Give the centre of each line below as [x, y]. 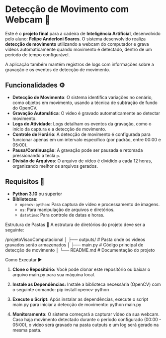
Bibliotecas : [25, 199]
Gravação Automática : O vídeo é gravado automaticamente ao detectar [86, 113]
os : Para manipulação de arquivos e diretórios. [67, 210]
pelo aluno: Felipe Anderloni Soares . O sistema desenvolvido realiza [75, 39]
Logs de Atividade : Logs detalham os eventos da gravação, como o [82, 123]
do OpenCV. [25, 108]
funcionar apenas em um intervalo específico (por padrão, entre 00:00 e [86, 139]
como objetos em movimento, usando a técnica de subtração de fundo [85, 103]
